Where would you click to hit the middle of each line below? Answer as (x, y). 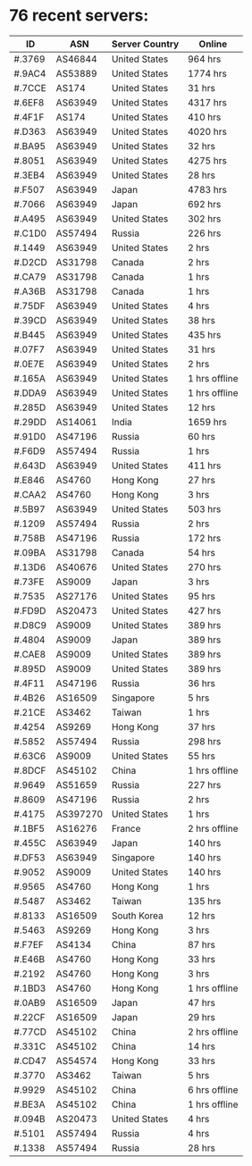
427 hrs (204, 610)
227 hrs (204, 784)
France (126, 828)
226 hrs (204, 233)
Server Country (145, 44)
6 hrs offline (213, 1089)
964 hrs (204, 59)
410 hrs (204, 117)
